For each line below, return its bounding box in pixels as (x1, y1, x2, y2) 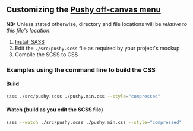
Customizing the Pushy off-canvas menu (6, 5, 162, 15)
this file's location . (6, 27, 52, 34)
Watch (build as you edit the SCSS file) (6, 106, 103, 113)
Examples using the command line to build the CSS (6, 65, 156, 74)
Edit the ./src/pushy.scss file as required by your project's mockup (14, 44, 180, 52)
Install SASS (14, 38, 45, 45)
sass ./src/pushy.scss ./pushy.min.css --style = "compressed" (6, 93, 161, 100)
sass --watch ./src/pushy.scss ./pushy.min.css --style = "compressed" (6, 120, 182, 126)
